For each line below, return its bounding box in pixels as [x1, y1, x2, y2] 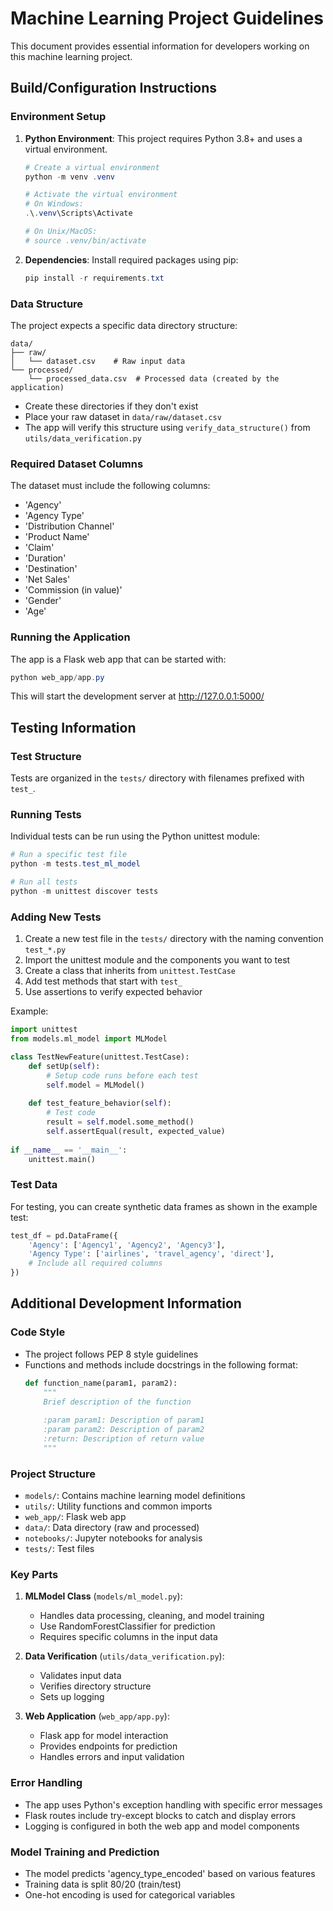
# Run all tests [10, 877, 78, 887]
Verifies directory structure [39, 1680, 152, 1692]
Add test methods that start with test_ [24, 975, 183, 987]
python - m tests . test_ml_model [10, 859, 141, 869]
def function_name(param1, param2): [24, 1378, 178, 1388]
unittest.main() [28, 1154, 97, 1164]
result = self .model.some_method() [46, 1117, 195, 1127]
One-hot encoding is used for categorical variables [24, 1888, 236, 1901]
